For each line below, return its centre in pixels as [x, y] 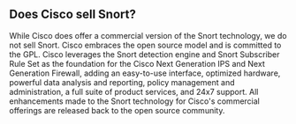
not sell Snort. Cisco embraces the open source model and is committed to [145, 45]
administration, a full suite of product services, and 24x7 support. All [134, 91]
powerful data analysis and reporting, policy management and [122, 82]
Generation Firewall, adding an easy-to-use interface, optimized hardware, [145, 73]
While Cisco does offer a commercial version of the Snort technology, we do [148, 35]
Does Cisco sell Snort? [73, 15]
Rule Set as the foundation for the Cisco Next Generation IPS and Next [137, 63]
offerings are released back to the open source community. [117, 110]
